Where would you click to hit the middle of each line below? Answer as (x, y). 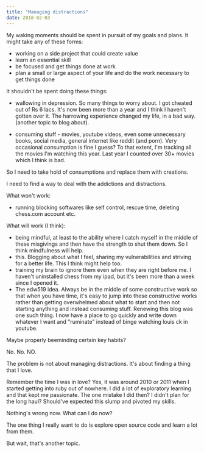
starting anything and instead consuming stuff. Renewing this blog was (104, 309)
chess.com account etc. (45, 213)
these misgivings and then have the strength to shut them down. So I (101, 244)
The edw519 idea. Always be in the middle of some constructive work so (106, 289)
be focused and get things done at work (65, 66)
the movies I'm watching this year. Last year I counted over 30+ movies (105, 154)
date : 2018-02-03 (28, 18)
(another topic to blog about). (52, 122)
